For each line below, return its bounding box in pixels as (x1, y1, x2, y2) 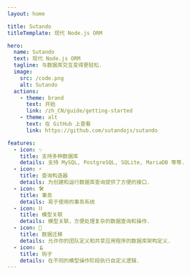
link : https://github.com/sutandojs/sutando (25, 127, 158, 134)
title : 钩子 (20, 250, 52, 257)
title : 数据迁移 (20, 231, 63, 238)
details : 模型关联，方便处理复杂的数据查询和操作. (20, 218, 150, 225)
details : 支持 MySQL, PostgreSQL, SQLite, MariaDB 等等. (20, 159, 185, 166)
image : (13, 68, 33, 75)
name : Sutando (13, 48, 55, 56)
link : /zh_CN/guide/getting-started (25, 107, 133, 114)
